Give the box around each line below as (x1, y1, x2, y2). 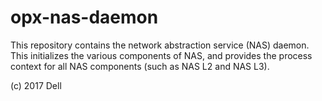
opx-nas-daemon (10, 6, 159, 29)
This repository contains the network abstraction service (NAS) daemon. (10, 39, 310, 51)
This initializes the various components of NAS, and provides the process (10, 49, 313, 61)
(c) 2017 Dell (10, 79, 62, 91)
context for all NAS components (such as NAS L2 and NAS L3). (10, 60, 270, 72)
